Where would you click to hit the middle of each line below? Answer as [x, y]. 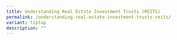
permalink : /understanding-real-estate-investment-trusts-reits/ [88, 17]
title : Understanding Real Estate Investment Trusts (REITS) [83, 11]
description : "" [26, 28]
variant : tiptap [26, 22]
